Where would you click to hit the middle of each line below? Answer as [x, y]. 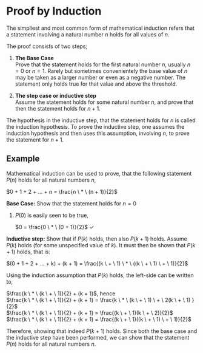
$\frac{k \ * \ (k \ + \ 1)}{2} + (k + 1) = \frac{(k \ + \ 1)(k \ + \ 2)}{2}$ [90, 313]
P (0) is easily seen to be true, [52, 215]
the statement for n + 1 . [35, 139]
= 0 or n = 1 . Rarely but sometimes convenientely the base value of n [101, 70]
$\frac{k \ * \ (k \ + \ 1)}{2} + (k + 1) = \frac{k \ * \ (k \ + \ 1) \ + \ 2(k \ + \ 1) [98, 300]
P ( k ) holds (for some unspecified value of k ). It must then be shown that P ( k [101, 245]
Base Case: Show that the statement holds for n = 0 [71, 203]
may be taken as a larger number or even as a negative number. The [100, 77]
